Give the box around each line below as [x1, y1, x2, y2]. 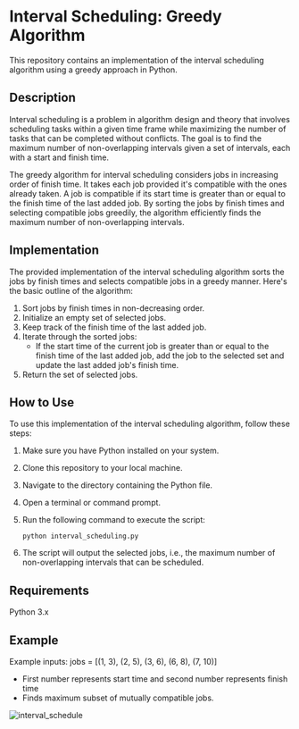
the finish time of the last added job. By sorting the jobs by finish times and [9, 197, 285, 208]
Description [9, 90, 76, 105]
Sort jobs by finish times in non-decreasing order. [21, 302, 205, 314]
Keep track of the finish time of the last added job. [21, 322, 207, 332]
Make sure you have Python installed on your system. [21, 445, 220, 457]
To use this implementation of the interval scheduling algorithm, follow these [9, 418, 290, 430]
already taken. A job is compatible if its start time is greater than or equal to [9, 188, 286, 198]
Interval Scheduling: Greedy [9, 6, 222, 27]
